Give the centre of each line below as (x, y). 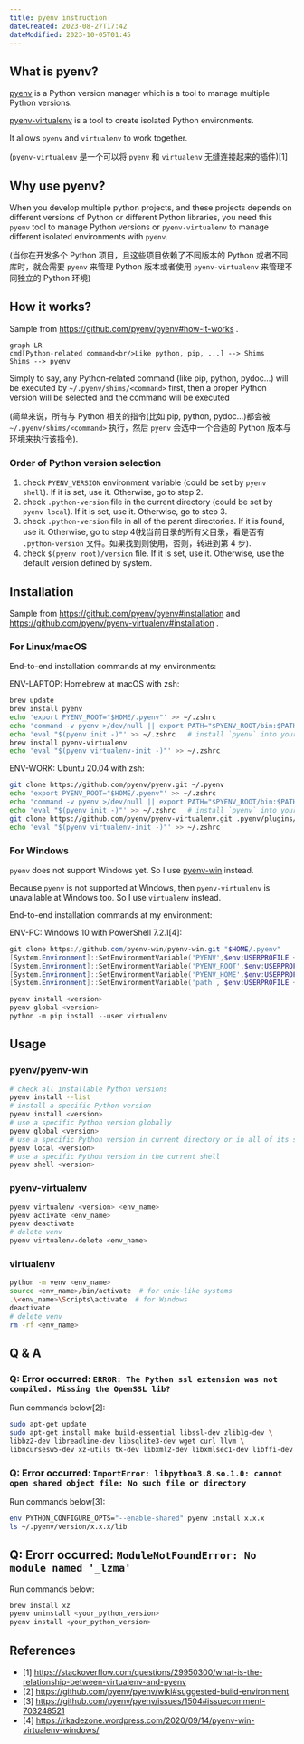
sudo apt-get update (48, 1425)
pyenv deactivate (42, 1224)
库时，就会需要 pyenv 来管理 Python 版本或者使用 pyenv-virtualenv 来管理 (147, 267)
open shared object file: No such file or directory (128, 1483)
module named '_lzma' (70, 1568)
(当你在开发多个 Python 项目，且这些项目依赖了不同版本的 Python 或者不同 (148, 255)
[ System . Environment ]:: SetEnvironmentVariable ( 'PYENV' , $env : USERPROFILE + (153, 958)
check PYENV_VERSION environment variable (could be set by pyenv (144, 482)
